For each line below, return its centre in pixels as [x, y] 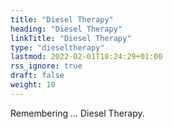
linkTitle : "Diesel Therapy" [71, 38]
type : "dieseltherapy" [57, 47]
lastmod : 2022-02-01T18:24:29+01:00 [86, 57]
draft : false [37, 76]
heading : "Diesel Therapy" [66, 29]
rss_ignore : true [46, 66]
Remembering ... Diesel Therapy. [77, 113]
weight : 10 [33, 85]
